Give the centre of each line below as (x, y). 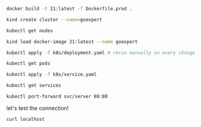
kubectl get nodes (30, 30)
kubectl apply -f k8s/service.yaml (52, 75)
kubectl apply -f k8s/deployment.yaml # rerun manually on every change (101, 53)
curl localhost (26, 119)
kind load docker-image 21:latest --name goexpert (72, 42)
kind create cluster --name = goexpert (54, 19)
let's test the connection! (38, 108)
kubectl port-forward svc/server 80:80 (57, 97)
